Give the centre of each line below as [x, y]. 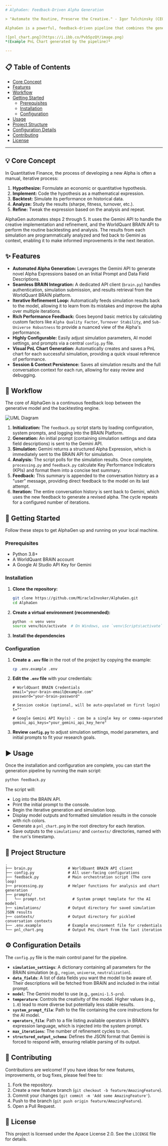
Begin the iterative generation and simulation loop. [64, 810]
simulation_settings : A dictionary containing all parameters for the [81, 967]
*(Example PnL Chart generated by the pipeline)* [58, 42]
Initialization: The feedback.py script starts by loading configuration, [83, 428]
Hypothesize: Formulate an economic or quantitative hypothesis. [79, 188]
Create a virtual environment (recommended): [61, 612]
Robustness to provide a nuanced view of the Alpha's [87, 327]
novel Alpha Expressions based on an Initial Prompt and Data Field [80, 274]
